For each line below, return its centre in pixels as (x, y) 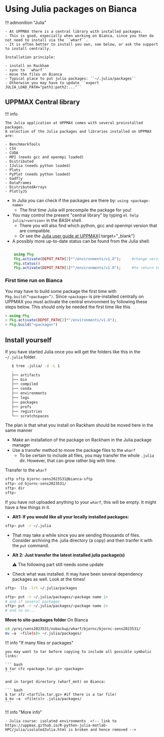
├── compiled (25, 384)
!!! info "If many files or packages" (40, 643)
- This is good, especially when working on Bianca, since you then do (79, 36)
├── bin (19, 380)
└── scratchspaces (30, 416)
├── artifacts (26, 375)
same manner (19, 430)
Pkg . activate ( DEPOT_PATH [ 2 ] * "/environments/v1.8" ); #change (81, 259)
